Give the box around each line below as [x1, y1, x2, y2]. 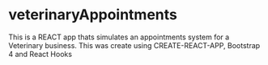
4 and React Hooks [8, 49, 73, 59]
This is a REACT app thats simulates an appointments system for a [8, 32, 230, 42]
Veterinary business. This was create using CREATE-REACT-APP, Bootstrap [8, 40, 261, 50]
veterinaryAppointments [8, 6, 178, 24]
